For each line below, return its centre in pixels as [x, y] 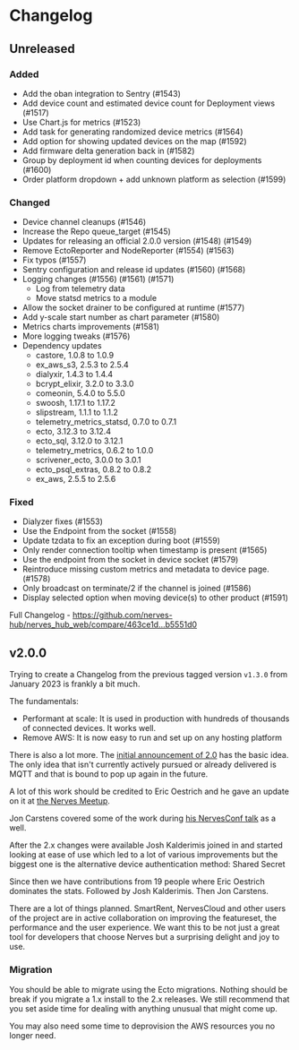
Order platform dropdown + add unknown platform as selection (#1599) [154, 179]
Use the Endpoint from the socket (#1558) [99, 531]
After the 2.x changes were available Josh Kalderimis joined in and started [146, 845]
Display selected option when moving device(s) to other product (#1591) [155, 598]
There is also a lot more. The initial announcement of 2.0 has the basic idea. [149, 755]
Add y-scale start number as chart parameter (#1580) [121, 317]
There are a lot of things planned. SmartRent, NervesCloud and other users [148, 908]
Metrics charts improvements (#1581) [90, 327]
